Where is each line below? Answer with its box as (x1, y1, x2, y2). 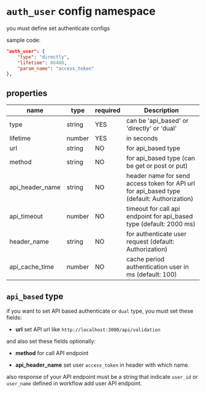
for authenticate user (126, 230, 187, 238)
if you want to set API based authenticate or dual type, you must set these (6, 307, 194, 315)
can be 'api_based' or (126, 116, 189, 125)
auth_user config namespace (6, 4, 156, 18)
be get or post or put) (126, 162, 188, 170)
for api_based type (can (126, 154, 195, 163)
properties (6, 88, 48, 99)
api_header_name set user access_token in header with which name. (15, 361, 190, 369)
